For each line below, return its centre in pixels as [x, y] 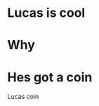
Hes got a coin [50, 77]
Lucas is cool [46, 13]
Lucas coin [23, 97]
